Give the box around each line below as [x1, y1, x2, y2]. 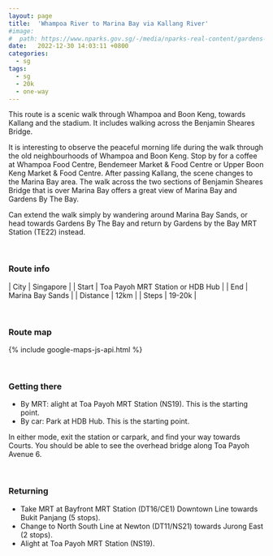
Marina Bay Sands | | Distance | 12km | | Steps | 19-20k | [8, 290, 197, 300]
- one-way [15, 87, 49, 96]
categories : [8, 50, 49, 58]
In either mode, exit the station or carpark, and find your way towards [8, 432, 241, 442]
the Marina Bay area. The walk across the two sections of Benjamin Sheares [8, 177, 263, 187]
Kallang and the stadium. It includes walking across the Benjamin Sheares [8, 119, 255, 128]
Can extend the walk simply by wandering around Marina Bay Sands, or [8, 210, 248, 220]
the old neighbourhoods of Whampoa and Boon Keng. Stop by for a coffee [8, 151, 258, 161]
